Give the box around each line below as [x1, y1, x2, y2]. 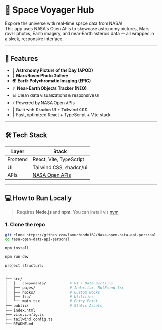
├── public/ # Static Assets [5, 303, 103, 308]
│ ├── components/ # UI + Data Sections [5, 281, 113, 285]
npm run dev [5, 254, 29, 259]
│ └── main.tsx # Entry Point [5, 299, 98, 304]
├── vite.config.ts [5, 312, 44, 317]
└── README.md [5, 321, 34, 326]
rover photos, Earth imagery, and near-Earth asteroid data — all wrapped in [5, 31, 154, 36]
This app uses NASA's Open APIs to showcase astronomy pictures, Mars [5, 25, 149, 31]
